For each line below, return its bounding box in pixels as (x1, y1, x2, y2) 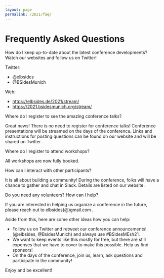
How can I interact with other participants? (5, 167, 92, 173)
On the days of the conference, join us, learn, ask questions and (12, 252, 143, 258)
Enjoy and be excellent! (5, 267, 53, 273)
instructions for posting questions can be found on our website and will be (5, 133, 157, 139)
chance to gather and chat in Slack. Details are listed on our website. (5, 182, 145, 188)
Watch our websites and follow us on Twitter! (5, 55, 97, 61)
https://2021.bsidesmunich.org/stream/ (12, 104, 92, 110)
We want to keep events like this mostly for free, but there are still (12, 236, 146, 243)
